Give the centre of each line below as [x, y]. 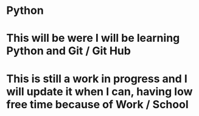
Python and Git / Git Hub [68, 51]
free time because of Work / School [97, 104]
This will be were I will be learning [93, 38]
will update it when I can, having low [100, 92]
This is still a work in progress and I [97, 79]
